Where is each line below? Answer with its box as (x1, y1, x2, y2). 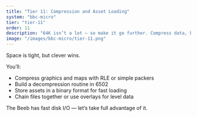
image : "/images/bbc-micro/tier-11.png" (6, 36, 107, 42)
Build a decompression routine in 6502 (14, 81, 108, 88)
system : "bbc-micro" (6, 14, 57, 20)
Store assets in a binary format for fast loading (14, 87, 127, 94)
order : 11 (6, 25, 30, 31)
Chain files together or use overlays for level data (14, 93, 134, 100)
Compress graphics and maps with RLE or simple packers (14, 74, 154, 81)
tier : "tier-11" (6, 19, 46, 25)
